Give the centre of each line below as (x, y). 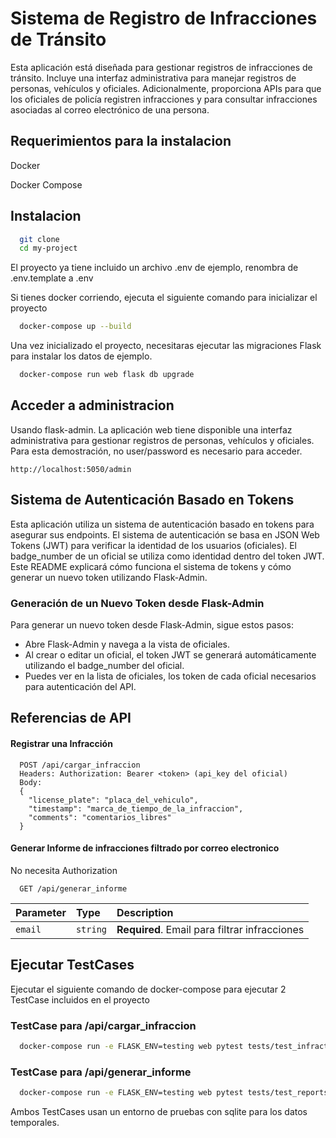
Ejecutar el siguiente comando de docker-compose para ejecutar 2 (148, 989)
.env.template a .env (52, 278)
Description (145, 912)
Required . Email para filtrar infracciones (210, 929)
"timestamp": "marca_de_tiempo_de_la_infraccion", (136, 808)
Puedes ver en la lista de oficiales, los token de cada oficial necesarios (170, 676)
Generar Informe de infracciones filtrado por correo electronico (145, 848)
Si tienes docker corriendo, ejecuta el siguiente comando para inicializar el (164, 298)
